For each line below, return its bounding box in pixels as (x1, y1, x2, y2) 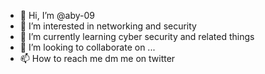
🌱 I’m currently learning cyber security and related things (19, 31, 255, 42)
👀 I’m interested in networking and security (19, 20, 197, 32)
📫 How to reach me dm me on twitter (19, 53, 176, 64)
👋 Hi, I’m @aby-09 (19, 10, 95, 21)
